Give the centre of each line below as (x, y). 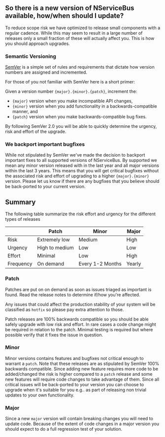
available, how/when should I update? (65, 16)
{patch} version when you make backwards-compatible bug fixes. (79, 117)
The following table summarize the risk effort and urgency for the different (81, 214)
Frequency (20, 264)
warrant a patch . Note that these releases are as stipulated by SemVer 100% (82, 363)
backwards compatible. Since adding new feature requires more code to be (82, 369)
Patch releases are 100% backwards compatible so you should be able (77, 319)
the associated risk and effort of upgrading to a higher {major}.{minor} (77, 176)
